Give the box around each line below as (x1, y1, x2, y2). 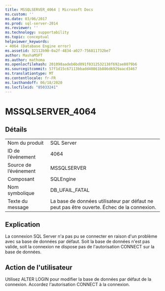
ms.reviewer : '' (5, 26, 38, 30)
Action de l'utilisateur (5, 263, 73, 271)
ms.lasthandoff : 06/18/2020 (5, 80, 63, 85)
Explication (5, 220, 40, 229)
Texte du (7, 197, 28, 204)
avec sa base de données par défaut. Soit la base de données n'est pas (5, 238, 150, 244)
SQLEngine (50, 175, 76, 182)
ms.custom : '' (5, 12, 34, 17)
